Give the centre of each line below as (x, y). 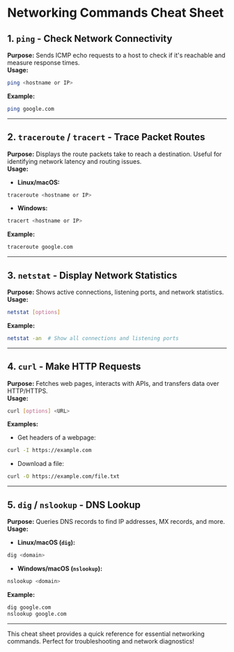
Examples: (23, 424)
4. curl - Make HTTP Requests (74, 367)
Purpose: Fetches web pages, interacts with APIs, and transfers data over (113, 383)
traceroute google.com (40, 247)
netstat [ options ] (34, 312)
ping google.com (31, 109)
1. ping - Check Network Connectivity (90, 39)
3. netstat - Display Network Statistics (92, 275)
